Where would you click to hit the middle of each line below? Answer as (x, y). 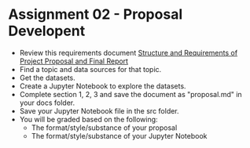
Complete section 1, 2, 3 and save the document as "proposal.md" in (131, 94)
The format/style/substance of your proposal (104, 128)
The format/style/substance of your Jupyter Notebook (119, 135)
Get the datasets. (48, 78)
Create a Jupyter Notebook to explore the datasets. (103, 86)
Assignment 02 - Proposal (96, 14)
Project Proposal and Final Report (74, 61)
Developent (47, 31)
